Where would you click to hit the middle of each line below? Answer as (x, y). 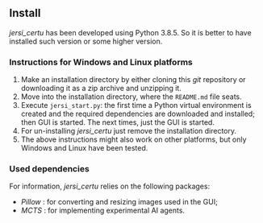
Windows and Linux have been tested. (84, 148)
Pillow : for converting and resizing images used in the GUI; (119, 202)
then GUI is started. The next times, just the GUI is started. (117, 122)
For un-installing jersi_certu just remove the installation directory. (129, 131)
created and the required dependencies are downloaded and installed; (138, 114)
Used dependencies (49, 169)
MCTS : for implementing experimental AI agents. (102, 211)
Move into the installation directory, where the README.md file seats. (131, 97)
